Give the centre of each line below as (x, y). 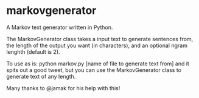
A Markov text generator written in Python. (60, 27)
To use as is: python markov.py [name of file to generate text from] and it (98, 64)
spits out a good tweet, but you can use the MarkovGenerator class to (94, 70)
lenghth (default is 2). (33, 51)
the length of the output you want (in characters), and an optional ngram (97, 45)
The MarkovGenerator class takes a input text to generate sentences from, (100, 39)
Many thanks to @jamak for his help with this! (63, 88)
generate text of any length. (41, 76)
